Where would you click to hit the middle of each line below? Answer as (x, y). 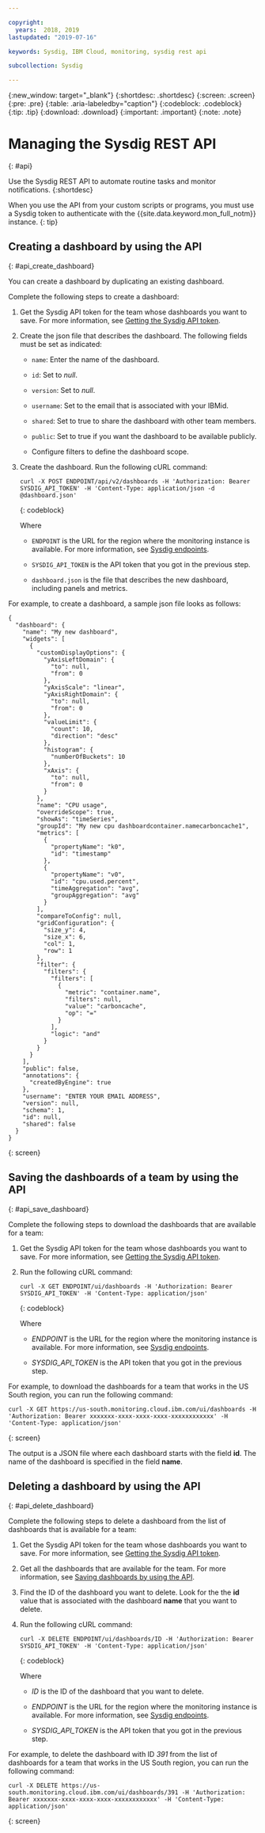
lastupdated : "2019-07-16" (53, 37)
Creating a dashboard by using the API (105, 247)
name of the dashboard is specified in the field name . (96, 1461)
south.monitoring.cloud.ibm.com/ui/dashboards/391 (93, 1792)
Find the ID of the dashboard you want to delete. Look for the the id (129, 1592)
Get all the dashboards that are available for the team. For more (123, 1568)
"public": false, (51, 1069)
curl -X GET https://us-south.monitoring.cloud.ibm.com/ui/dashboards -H (132, 1409)
